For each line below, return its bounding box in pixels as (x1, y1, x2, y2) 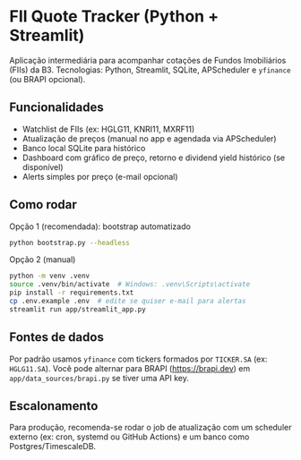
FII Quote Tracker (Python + (9, 6, 219, 27)
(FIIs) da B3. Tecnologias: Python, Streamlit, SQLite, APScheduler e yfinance (9, 64, 291, 75)
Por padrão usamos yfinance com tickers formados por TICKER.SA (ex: (9, 354, 268, 364)
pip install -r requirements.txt (9, 288, 134, 297)
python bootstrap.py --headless (9, 238, 130, 247)
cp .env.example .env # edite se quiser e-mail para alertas (9, 297, 246, 306)
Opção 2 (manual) (9, 254, 76, 265)
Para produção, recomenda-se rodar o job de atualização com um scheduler (9, 422, 292, 433)
